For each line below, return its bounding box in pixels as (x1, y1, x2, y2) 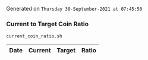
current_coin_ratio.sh (6, 33, 62, 39)
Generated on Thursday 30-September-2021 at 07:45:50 (6, 5, 143, 12)
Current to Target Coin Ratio (6, 20, 89, 28)
